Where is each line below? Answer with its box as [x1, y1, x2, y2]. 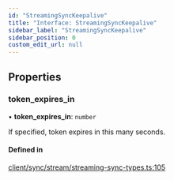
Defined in [8, 145, 43, 155]
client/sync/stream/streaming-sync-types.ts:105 [8, 163, 166, 172]
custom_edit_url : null [8, 41, 83, 49]
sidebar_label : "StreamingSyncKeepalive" [8, 26, 147, 34]
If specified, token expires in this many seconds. [8, 127, 166, 137]
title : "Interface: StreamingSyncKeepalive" [8, 19, 157, 27]
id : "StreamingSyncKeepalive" [8, 11, 108, 20]
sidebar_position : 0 [8, 33, 77, 42]
